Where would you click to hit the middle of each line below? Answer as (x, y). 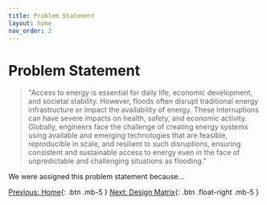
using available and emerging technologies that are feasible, (127, 135)
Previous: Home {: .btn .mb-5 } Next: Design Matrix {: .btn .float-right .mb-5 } (134, 192)
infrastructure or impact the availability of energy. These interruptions (143, 110)
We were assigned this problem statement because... (97, 177)
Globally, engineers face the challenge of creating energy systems (138, 127)
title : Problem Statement (51, 16)
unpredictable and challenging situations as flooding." (117, 161)
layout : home (30, 23)
